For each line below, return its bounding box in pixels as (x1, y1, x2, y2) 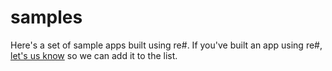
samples (10, 6, 83, 29)
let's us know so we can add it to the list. (10, 49, 178, 61)
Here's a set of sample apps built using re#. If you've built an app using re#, (10, 39, 323, 51)
